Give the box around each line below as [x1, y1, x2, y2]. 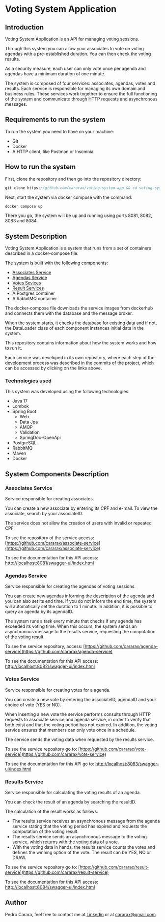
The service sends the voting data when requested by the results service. [5, 737, 154, 742]
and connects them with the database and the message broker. [5, 310, 133, 316]
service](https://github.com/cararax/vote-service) [5, 751, 107, 757]
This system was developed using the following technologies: [5, 389, 130, 395]
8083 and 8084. [5, 218, 38, 224]
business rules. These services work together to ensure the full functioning [5, 91, 157, 96]
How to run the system [5, 163, 76, 171]
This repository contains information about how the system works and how [5, 340, 157, 346]
